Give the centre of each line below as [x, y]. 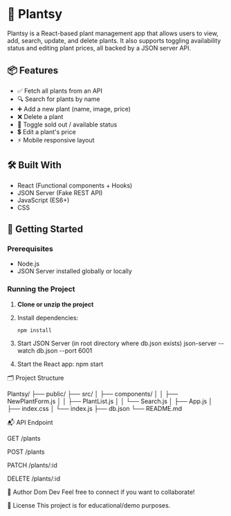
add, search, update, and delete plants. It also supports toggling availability [114, 40]
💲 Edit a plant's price [46, 131]
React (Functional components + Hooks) [75, 185]
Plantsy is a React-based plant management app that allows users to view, [113, 33]
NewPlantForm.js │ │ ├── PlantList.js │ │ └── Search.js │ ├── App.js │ [110, 401]
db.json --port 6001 [64, 351]
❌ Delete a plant [40, 116]
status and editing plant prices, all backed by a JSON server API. [99, 48]
